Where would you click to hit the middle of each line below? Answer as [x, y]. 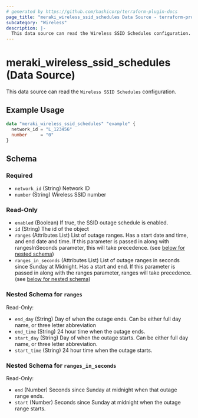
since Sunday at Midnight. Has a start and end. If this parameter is [95, 267]
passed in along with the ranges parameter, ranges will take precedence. [103, 273]
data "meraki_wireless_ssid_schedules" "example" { [71, 124]
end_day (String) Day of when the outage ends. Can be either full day [98, 319]
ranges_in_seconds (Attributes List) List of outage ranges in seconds [97, 260]
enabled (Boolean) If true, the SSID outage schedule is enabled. [91, 223]
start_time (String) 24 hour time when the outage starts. [83, 350]
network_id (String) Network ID [52, 188]
